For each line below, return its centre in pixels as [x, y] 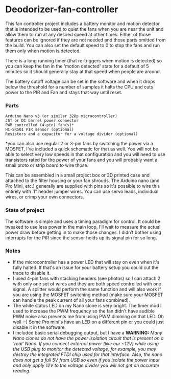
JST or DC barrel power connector [42, 121]
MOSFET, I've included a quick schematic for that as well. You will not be [82, 149]
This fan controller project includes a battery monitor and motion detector [82, 24]
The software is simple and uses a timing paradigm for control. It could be [83, 221]
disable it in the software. [39, 327]
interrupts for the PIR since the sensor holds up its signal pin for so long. [81, 238]
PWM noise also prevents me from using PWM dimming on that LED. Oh [88, 316]
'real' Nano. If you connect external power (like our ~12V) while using [86, 343]
